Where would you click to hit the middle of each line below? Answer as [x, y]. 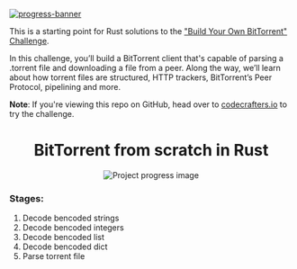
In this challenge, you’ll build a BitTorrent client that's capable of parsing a [146, 58]
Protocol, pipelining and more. [65, 87]
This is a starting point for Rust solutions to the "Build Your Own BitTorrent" [148, 31]
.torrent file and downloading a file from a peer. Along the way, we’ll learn [145, 68]
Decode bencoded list [63, 238]
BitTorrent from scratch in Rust [151, 151]
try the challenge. [42, 114]
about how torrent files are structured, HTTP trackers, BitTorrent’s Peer [141, 77]
